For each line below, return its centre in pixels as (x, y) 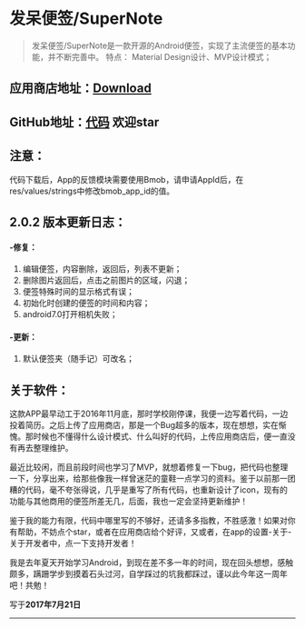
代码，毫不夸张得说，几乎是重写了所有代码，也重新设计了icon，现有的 (157, 490)
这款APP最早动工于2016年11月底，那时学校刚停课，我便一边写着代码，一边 (149, 414)
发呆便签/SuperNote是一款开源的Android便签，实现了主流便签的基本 (159, 45)
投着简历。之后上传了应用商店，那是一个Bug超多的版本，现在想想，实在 (144, 425)
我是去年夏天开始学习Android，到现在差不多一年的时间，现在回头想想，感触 (151, 563)
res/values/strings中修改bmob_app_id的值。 (92, 191)
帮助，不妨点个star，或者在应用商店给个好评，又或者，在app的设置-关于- (154, 532)
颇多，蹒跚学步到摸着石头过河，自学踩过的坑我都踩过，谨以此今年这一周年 (148, 574)
